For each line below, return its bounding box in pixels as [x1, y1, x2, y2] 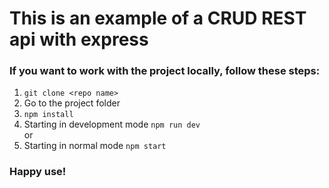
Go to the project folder [23, 97, 121, 109]
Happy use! [9, 165, 67, 179]
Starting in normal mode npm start [23, 140, 167, 152]
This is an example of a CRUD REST [9, 7, 307, 30]
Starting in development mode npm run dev [23, 118, 201, 131]
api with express [9, 28, 149, 51]
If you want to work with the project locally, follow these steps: [9, 64, 321, 78]
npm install [23, 110, 74, 120]
